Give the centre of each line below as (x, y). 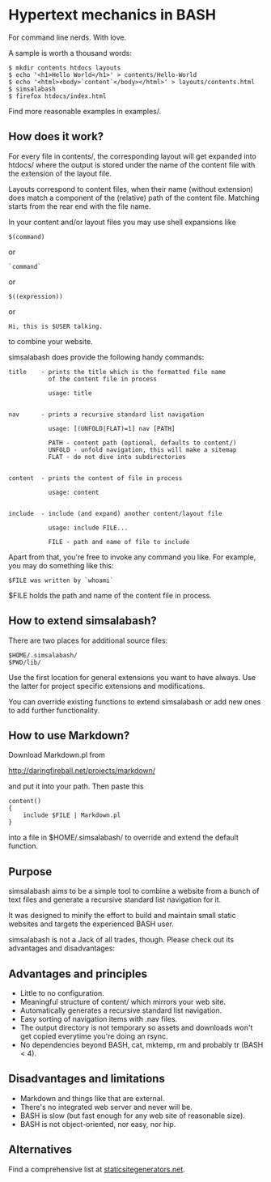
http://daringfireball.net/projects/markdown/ (82, 771)
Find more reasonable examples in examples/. (85, 111)
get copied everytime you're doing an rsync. (94, 1036)
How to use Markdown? (69, 736)
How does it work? (56, 136)
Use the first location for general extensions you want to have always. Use (132, 677)
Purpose (30, 872)
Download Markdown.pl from (57, 755)
